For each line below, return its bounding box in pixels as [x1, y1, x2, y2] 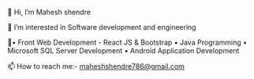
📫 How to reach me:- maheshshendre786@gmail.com [7, 62, 185, 70]
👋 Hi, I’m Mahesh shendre [7, 8, 92, 16]
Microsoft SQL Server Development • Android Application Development [7, 46, 240, 55]
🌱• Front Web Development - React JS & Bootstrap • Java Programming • [7, 38, 248, 47]
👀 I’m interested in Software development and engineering [7, 23, 196, 31]
